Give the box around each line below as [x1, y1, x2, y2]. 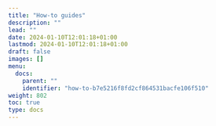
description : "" [8, 19, 61, 27]
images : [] [8, 56, 44, 63]
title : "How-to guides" [8, 11, 86, 20]
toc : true [8, 99, 41, 106]
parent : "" [22, 77, 58, 85]
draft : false [8, 48, 51, 56]
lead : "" [8, 26, 37, 34]
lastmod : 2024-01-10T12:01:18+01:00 [8, 41, 128, 49]
